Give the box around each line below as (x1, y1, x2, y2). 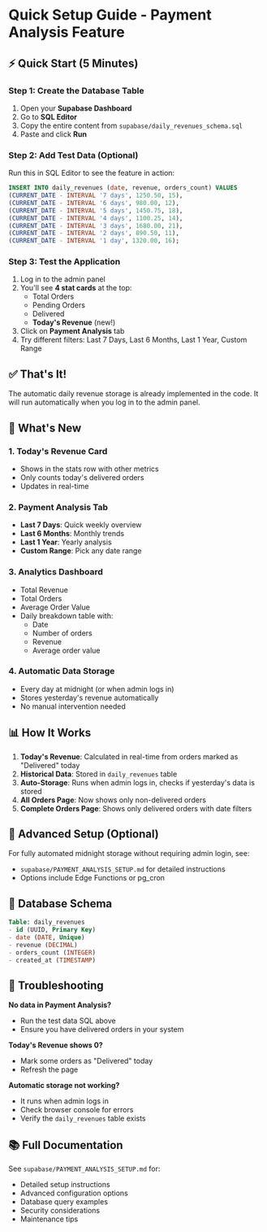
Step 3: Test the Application (8, 256, 121, 268)
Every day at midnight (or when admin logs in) (19, 684, 174, 693)
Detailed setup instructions (19, 1180, 111, 1190)
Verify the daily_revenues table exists (19, 1113, 146, 1124)
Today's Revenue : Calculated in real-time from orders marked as (19, 751, 239, 762)
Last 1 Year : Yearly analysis (19, 537, 112, 547)
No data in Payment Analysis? (8, 1000, 112, 1010)
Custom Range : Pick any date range (19, 546, 142, 556)
